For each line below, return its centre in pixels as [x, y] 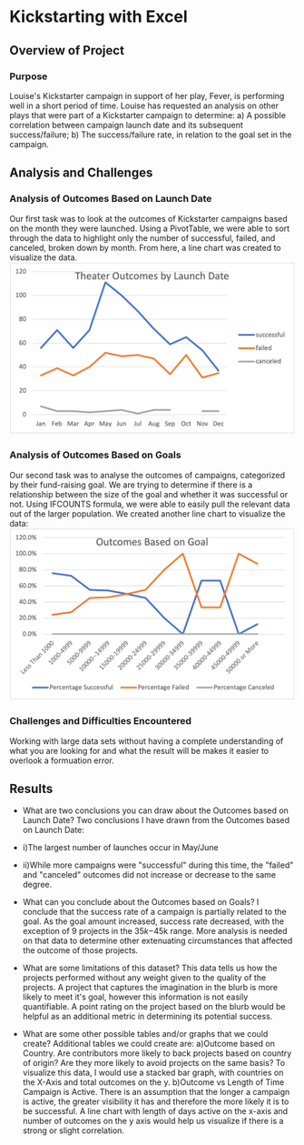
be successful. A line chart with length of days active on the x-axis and [155, 1111]
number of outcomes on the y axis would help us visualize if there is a [153, 1121]
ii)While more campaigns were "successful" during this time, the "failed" [158, 865]
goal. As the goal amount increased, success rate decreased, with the [153, 921]
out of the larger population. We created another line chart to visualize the [147, 513]
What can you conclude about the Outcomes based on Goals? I [141, 902]
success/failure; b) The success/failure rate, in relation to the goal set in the [151, 135]
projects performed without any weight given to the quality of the [144, 978]
